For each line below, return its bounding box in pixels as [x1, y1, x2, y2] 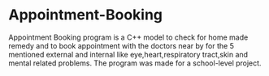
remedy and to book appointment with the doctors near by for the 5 [8, 40, 234, 50]
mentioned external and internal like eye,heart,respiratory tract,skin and [8, 49, 249, 59]
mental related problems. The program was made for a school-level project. [8, 58, 262, 68]
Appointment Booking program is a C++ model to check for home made [8, 32, 249, 42]
